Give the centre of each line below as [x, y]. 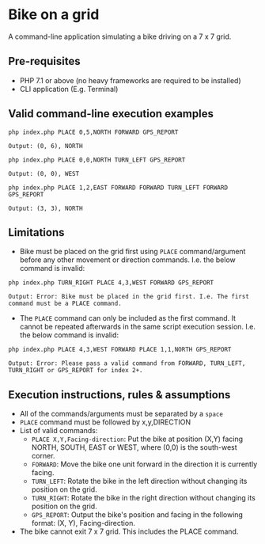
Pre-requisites [44, 61]
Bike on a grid [54, 15]
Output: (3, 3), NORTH [45, 208]
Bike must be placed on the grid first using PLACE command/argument [132, 252]
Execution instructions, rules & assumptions [119, 395]
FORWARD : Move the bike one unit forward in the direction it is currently [144, 464]
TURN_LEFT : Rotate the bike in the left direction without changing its [139, 481]
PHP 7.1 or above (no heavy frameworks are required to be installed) [130, 80]
